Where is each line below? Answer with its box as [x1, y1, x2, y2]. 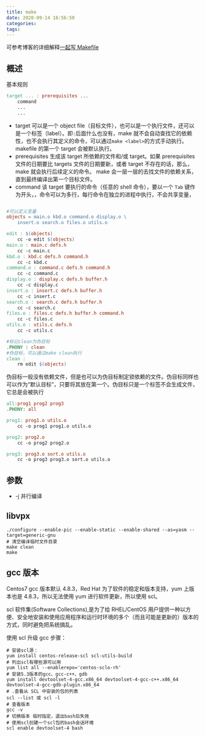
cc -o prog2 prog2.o [17, 440, 70, 446]
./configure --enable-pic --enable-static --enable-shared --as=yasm [6, 527, 187, 533]
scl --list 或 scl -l [6, 694, 60, 701]
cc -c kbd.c [17, 259, 48, 265]
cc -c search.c [17, 304, 56, 311]
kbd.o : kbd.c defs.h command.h [6, 253, 88, 260]
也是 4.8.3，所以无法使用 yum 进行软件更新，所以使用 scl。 [11, 592, 160, 600]
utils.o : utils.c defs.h [6, 322, 72, 328]
